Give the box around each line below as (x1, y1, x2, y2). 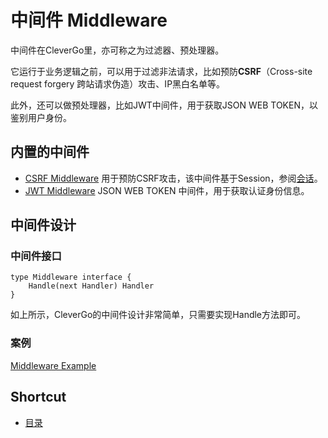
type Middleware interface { (10, 272, 132, 283)
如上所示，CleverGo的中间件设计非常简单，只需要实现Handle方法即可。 (10, 309, 307, 321)
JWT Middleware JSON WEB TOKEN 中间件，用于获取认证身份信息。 (24, 184, 310, 196)
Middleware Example (10, 359, 97, 371)
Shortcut (10, 389, 67, 406)
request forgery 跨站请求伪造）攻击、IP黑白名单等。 (10, 77, 226, 90)
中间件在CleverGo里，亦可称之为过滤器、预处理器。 (10, 44, 225, 56)
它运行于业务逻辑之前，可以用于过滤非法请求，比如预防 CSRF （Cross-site (10, 65, 313, 77)
